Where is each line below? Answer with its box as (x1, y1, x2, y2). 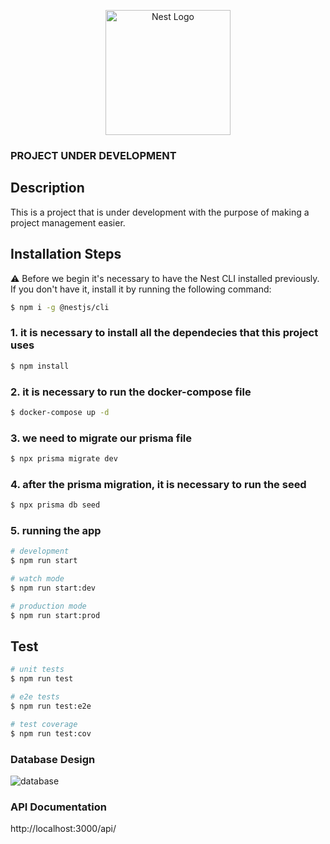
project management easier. (10, 216, 126, 229)
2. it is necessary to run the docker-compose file (10, 385, 252, 399)
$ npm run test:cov (10, 728, 92, 739)
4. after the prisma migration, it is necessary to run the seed (10, 477, 307, 491)
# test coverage (10, 719, 78, 729)
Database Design (10, 752, 96, 766)
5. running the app (10, 524, 102, 538)
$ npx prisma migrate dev (10, 454, 118, 464)
